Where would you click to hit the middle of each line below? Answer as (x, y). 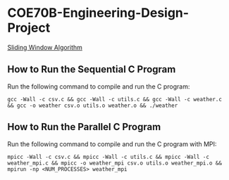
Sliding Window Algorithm (45, 47)
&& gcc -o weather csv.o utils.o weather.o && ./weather (93, 105)
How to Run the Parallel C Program (84, 127)
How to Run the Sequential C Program (92, 69)
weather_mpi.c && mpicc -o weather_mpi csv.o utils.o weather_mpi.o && (114, 163)
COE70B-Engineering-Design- (98, 13)
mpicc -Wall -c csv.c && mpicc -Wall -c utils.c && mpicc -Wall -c (109, 157)
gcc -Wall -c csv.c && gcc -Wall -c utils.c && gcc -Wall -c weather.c (114, 99)
